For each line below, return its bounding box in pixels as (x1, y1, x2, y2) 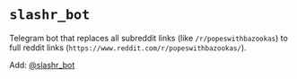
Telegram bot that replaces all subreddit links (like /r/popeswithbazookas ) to (9, 32, 289, 43)
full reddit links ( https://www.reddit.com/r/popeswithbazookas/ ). (9, 42, 247, 53)
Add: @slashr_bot (9, 59, 75, 70)
